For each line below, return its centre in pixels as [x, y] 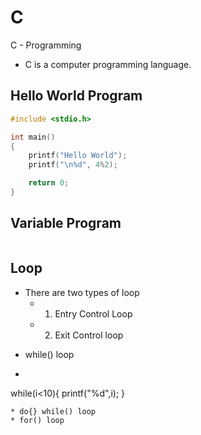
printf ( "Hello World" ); [78, 156]
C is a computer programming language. [108, 64]
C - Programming [46, 45]
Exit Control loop [89, 335]
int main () [33, 137]
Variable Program [66, 223]
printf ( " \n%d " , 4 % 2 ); [73, 165]
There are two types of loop [82, 292]
